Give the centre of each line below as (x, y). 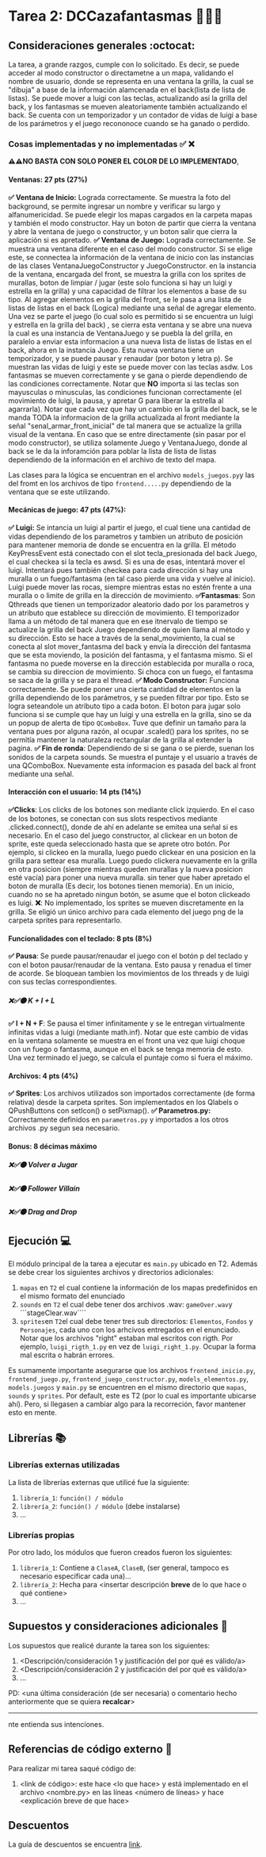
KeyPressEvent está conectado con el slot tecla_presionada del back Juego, (133, 553)
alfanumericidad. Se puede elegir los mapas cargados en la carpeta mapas (131, 214)
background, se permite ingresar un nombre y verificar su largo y (114, 206)
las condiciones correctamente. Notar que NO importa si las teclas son (123, 383)
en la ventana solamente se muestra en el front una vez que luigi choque (127, 1041)
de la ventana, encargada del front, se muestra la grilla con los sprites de (127, 274)
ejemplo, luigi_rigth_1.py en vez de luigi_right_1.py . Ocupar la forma (138, 1347)
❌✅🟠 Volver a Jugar (43, 1164)
